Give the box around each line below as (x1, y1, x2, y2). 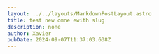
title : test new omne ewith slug (7, 17, 105, 24)
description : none (7, 23, 61, 30)
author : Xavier (7, 29, 52, 37)
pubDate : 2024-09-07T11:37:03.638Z (7, 36, 111, 43)
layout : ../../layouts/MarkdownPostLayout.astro (7, 10, 152, 18)
